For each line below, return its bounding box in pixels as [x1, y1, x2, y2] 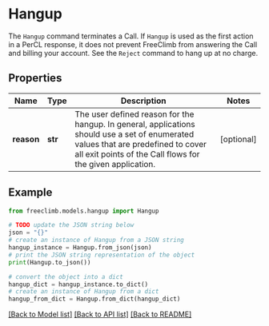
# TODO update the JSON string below [8, 221, 134, 229]
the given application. [74, 158, 156, 169]
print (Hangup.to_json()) [8, 258, 91, 266]
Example [8, 185, 53, 200]
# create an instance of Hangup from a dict [8, 288, 159, 296]
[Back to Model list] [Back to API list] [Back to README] [8, 309, 192, 320]
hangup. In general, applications [74, 118, 195, 129]
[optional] [219, 133, 257, 145]
